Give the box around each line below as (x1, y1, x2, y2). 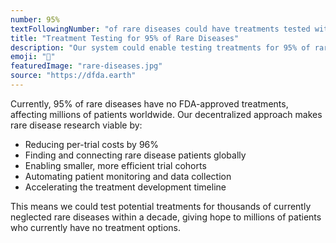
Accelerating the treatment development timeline (24, 181, 227, 193)
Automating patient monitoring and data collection (24, 170, 232, 182)
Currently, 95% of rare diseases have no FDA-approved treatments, (10, 97, 289, 110)
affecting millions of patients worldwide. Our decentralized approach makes (10, 108, 323, 120)
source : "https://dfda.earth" (10, 71, 137, 81)
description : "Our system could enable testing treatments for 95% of (10, 42, 311, 53)
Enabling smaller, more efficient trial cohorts (24, 159, 207, 171)
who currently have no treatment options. (10, 221, 181, 233)
